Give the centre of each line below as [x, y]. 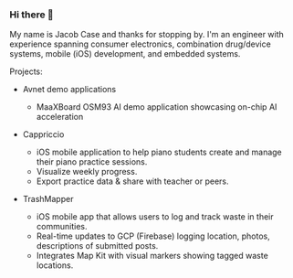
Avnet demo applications [69, 90]
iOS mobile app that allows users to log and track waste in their [155, 217]
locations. [55, 265]
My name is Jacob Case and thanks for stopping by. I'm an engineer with [147, 35]
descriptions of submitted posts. [97, 246]
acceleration [60, 117]
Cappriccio [43, 134]
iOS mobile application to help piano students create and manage [159, 152]
